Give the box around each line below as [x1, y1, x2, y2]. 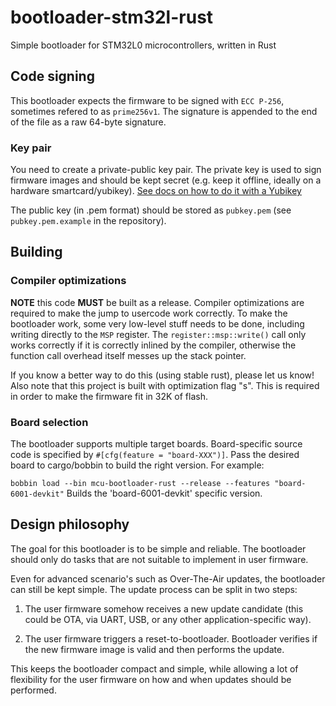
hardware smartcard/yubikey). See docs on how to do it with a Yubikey [10, 185, 302, 197]
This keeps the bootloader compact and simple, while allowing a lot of [10, 662, 299, 675]
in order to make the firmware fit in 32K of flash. [10, 390, 208, 402]
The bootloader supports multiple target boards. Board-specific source [10, 438, 303, 450]
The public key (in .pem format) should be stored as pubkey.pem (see [10, 204, 292, 216]
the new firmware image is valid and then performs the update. [24, 643, 285, 655]
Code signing [10, 68, 95, 85]
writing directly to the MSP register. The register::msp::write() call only [10, 328, 307, 340]
